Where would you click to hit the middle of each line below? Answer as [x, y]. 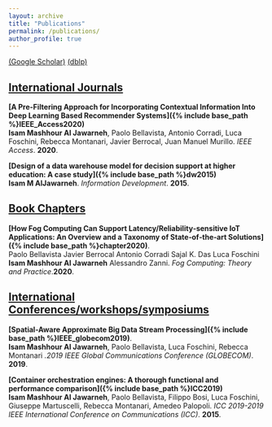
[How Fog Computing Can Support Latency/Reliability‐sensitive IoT [124, 228]
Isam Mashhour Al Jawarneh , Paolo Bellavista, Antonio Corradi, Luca [125, 133]
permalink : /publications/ [54, 31]
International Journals [66, 87]
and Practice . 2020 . [42, 271]
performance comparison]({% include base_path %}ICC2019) [116, 388]
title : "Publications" [47, 24]
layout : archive [36, 16]
